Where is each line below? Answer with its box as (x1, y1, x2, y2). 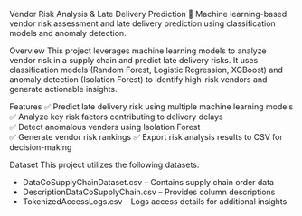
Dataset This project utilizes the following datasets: (9, 159, 200, 170)
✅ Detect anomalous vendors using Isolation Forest (9, 122, 201, 132)
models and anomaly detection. (9, 28, 127, 38)
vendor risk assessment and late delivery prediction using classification (9, 18, 276, 29)
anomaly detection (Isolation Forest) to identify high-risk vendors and (9, 74, 268, 85)
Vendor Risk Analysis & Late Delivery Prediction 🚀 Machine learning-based (9, 9, 288, 19)
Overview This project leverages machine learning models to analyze (9, 45, 267, 56)
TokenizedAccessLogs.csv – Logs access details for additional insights (22, 196, 288, 207)
